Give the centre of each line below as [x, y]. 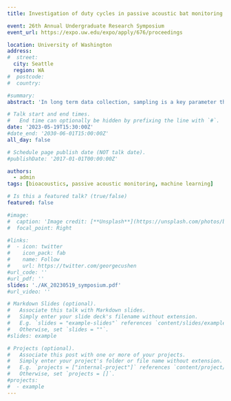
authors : [20, 171]
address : [20, 51]
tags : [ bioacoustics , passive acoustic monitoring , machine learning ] [110, 184]
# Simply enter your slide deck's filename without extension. [102, 317]
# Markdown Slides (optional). [52, 304]
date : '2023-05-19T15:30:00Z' [51, 127]
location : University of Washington [59, 45]
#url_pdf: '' [26, 279]
